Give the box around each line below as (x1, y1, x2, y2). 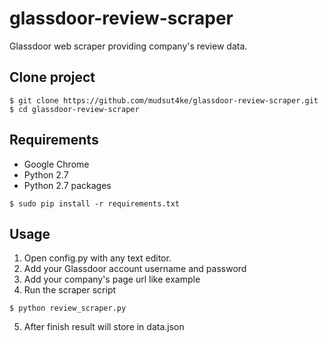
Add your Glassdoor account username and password (23, 263, 247, 275)
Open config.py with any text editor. (23, 252, 172, 264)
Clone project (9, 69, 96, 86)
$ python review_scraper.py (9, 303, 127, 314)
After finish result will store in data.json (23, 321, 185, 333)
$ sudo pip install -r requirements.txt (9, 198, 181, 209)
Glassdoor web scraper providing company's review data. (9, 40, 248, 52)
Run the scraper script (23, 284, 117, 296)
